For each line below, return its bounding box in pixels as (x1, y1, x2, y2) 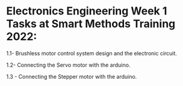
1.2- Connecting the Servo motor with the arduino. (6, 61, 131, 69)
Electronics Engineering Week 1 (6, 4, 167, 18)
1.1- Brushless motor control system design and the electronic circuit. (6, 49, 178, 57)
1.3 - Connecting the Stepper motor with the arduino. (6, 73, 137, 80)
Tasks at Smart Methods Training (6, 17, 176, 31)
